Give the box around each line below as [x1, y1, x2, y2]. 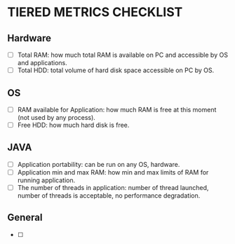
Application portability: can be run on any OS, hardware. [17, 160, 180, 168]
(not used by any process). [17, 114, 96, 121]
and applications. [17, 59, 68, 67]
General [7, 212, 43, 224]
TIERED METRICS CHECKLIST [7, 4, 183, 20]
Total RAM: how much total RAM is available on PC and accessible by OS [17, 50, 228, 59]
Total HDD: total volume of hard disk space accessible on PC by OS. [17, 66, 215, 74]
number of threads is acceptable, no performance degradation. [17, 191, 201, 200]
